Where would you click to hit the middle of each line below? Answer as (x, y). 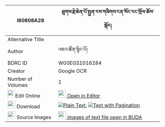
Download (28, 106)
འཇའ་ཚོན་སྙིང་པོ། (73, 50)
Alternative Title (26, 39)
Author (15, 51)
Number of (20, 79)
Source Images (34, 117)
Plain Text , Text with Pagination (101, 105)
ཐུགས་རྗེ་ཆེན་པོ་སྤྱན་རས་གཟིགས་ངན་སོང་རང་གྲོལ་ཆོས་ (108, 12)
